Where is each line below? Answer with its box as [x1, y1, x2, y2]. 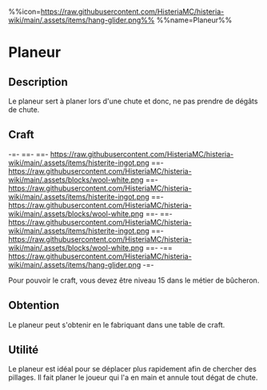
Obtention [8, 299, 60, 312]
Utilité [8, 344, 39, 357]
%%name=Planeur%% [156, 15, 233, 25]
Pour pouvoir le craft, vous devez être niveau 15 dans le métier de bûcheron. [8, 275, 260, 285]
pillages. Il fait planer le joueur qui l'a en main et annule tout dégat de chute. [8, 372, 258, 383]
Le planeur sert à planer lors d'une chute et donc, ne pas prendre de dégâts [8, 96, 258, 106]
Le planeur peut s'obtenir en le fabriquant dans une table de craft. [8, 320, 225, 329]
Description [8, 75, 68, 89]
